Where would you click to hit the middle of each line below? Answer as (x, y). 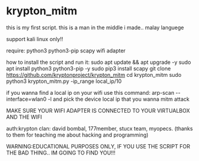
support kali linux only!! (35, 39)
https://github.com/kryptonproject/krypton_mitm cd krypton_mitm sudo (94, 75)
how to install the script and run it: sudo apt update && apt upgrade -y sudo (99, 62)
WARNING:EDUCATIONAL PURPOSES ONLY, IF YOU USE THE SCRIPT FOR (98, 146)
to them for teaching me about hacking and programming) (77, 135)
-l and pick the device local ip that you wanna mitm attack (118, 99)
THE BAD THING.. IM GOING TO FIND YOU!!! (61, 153)
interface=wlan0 (26, 99)
